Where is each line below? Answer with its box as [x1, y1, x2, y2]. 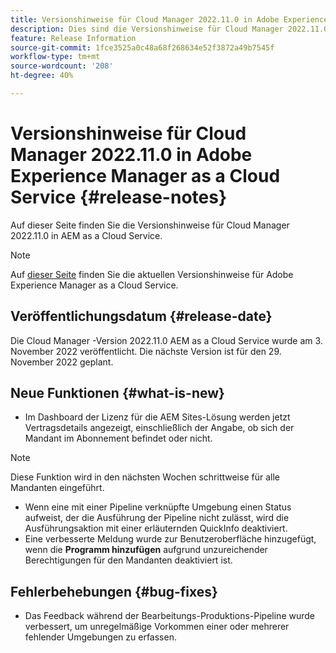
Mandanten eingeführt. [10, 482, 105, 494]
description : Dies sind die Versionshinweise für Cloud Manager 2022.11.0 [10, 24, 329, 34]
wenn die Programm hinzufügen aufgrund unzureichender [24, 544, 268, 556]
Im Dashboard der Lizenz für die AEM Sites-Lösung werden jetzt [24, 411, 291, 423]
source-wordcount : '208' [10, 61, 114, 71]
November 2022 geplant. [10, 356, 114, 368]
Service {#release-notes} [10, 186, 228, 209]
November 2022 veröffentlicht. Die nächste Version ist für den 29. [10, 345, 282, 357]
